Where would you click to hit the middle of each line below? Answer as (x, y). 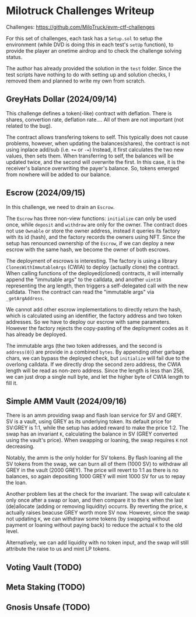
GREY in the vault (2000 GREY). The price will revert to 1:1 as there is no (92, 470)
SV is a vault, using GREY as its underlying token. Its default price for (89, 421)
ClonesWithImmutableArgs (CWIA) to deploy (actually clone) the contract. (93, 267)
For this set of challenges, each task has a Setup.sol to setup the (84, 38)
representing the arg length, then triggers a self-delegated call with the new (97, 286)
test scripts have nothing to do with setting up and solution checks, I (88, 74)
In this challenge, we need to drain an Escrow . (60, 207)
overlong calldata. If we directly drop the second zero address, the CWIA (94, 364)
